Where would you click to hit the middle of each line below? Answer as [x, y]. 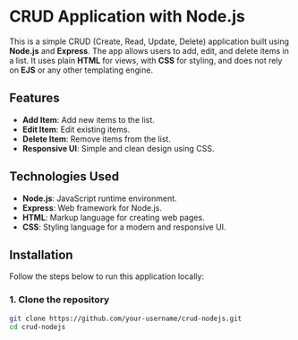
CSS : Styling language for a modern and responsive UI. [124, 227]
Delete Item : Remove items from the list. [97, 139]
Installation [41, 254]
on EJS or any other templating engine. [81, 70]
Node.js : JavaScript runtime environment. [99, 198]
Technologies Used [64, 177]
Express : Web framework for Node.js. [92, 207]
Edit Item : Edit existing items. [76, 129]
